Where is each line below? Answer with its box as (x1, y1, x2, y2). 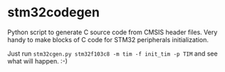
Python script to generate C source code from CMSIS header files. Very (7, 28, 218, 36)
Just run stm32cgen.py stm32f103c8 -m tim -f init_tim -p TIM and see (7, 49, 219, 58)
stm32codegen (7, 4, 100, 21)
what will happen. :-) (7, 56, 68, 65)
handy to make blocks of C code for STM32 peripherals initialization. (7, 35, 209, 43)
